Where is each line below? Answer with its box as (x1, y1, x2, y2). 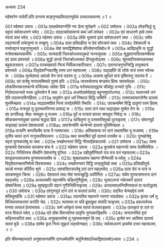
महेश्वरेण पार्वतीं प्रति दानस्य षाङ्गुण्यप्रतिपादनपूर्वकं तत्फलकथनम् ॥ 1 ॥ (5, 14, 111, 19)
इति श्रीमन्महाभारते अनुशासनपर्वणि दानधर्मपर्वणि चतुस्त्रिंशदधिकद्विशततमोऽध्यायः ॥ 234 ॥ (5, 236, 139, 242)
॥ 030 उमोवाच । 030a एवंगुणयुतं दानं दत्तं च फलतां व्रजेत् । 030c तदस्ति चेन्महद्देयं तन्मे (5, 188, 144, 194)
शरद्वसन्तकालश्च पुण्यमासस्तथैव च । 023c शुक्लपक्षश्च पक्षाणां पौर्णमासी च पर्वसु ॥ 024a (5, 155, 142, 161)
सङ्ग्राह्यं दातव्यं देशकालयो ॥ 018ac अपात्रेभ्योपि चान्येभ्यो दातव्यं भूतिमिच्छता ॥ (5, 122, 125, 128)
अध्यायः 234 (5, 4, 26, 10)
